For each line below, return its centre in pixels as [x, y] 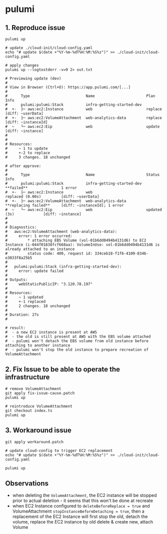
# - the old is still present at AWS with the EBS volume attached [78, 336]
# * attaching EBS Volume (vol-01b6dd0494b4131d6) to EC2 [76, 240]
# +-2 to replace [28, 153]
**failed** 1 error [41, 188]
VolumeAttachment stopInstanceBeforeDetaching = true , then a [78, 511]
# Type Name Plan [80, 96]
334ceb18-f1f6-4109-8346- [122, 253]
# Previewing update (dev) [33, 78]
